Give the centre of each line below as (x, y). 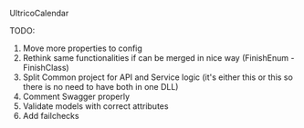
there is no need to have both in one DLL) (100, 87)
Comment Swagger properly (76, 96)
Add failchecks (51, 116)
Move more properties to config (83, 48)
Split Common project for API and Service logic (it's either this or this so (158, 77)
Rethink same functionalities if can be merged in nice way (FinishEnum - (158, 58)
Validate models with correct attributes (95, 106)
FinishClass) (46, 68)
